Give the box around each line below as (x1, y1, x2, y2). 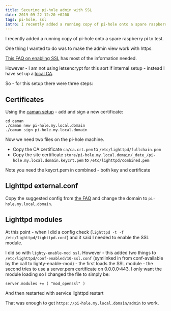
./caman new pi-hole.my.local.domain (5, 123, 85, 128)
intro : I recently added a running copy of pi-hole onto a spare (5, 21, 147, 27)
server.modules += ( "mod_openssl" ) (5, 281, 85, 286)
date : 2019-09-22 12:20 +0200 (5, 12, 70, 17)
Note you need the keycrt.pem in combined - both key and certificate (5, 167, 151, 173)
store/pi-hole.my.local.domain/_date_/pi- (64, 153, 156, 158)
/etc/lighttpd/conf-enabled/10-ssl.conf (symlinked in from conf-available (5, 255, 164, 261)
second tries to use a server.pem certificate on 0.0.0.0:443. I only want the (5, 266, 162, 272)
